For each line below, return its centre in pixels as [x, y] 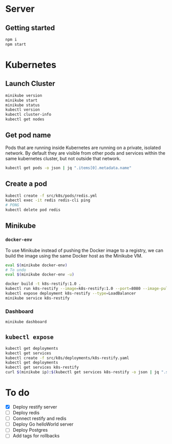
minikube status [23, 105]
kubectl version [23, 110]
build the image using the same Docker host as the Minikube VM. [74, 256]
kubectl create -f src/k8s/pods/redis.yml [51, 196]
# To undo [16, 270]
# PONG [12, 205]
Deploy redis [26, 413]
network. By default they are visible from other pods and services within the [85, 153]
